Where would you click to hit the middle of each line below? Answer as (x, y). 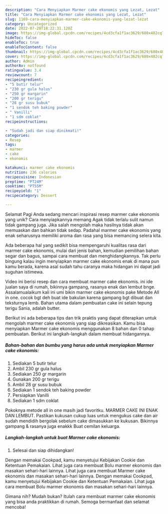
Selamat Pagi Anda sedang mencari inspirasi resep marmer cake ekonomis (82, 214)
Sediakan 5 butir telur (34, 363)
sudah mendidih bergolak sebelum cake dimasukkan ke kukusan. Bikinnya (82, 421)
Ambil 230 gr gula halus (37, 368)
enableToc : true (22, 43)
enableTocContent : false (31, 47)
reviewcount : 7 (21, 75)
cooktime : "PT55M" (24, 186)
